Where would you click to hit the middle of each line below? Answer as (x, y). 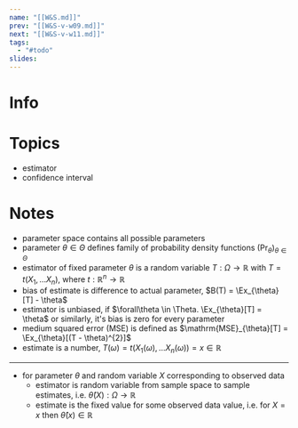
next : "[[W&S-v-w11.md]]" (57, 34)
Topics (35, 144)
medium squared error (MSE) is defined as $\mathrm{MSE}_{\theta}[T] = (155, 328)
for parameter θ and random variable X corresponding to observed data (153, 376)
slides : (24, 59)
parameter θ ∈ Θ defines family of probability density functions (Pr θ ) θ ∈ (154, 248)
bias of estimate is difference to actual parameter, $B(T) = (128, 291)
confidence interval (57, 178)
